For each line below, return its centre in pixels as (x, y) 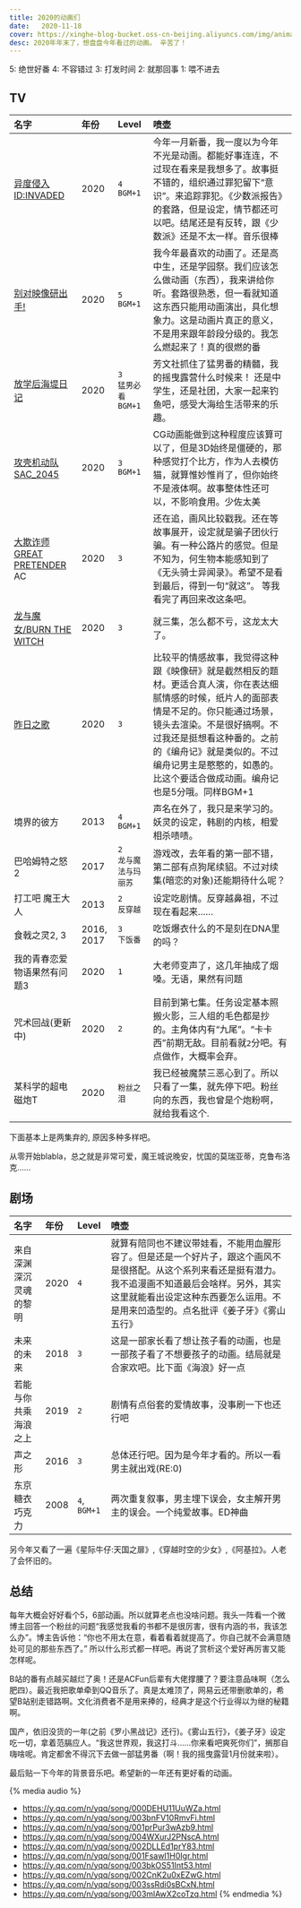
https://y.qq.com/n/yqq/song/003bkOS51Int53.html (117, 1865)
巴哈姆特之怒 (41, 861)
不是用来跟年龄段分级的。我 (211, 334)
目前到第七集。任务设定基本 (211, 1003)
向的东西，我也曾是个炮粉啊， (216, 1101)
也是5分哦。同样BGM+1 (203, 792)
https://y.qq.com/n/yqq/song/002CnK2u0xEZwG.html (121, 1875)
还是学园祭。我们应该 (225, 267)
